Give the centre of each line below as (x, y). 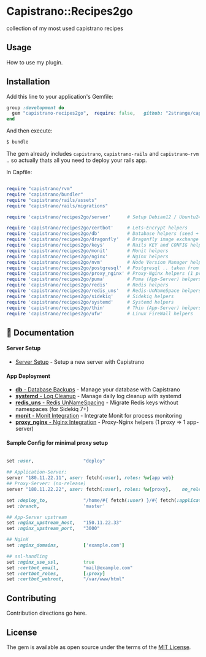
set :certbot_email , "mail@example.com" (70, 568)
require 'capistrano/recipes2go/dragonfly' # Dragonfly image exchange (103, 240)
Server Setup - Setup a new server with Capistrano (80, 362)
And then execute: (29, 131)
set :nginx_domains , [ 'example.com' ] (65, 545)
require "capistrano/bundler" (45, 194)
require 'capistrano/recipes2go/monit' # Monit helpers (87, 251)
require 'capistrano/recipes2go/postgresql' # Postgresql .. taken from (103, 268)
